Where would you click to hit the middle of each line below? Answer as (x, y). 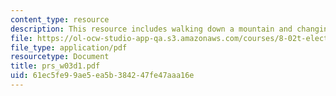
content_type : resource (60, 19)
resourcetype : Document (60, 57)
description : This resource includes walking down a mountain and (151, 29)
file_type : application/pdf (69, 47)
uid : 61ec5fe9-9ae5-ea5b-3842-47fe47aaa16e (102, 76)
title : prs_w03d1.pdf (55, 66)
